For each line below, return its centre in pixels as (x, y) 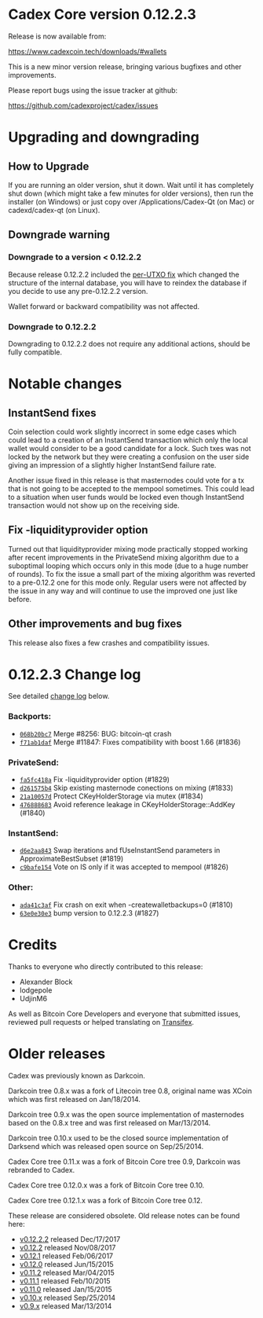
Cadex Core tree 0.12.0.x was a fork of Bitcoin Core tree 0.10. (106, 1185)
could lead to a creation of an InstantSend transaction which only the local (128, 440)
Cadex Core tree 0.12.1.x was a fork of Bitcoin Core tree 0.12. (105, 1200)
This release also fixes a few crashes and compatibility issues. (109, 643)
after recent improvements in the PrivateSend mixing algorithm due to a (124, 557)
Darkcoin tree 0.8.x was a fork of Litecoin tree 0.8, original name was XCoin (130, 1091)
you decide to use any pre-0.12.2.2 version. (78, 291)
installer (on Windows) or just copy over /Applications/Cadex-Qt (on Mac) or (131, 201)
